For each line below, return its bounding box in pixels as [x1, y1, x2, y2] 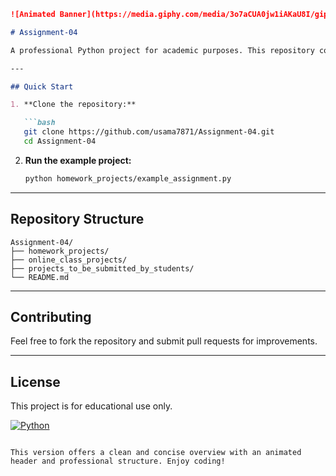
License [10, 373, 61, 390]
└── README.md [10, 272, 70, 282]
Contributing [10, 308, 92, 325]
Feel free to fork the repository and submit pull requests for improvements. [10, 335, 318, 347]
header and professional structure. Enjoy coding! [10, 456, 226, 467]
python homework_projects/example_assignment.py [24, 173, 232, 184]
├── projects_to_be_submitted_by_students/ [10, 263, 195, 274]
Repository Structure [10, 211, 145, 228]
